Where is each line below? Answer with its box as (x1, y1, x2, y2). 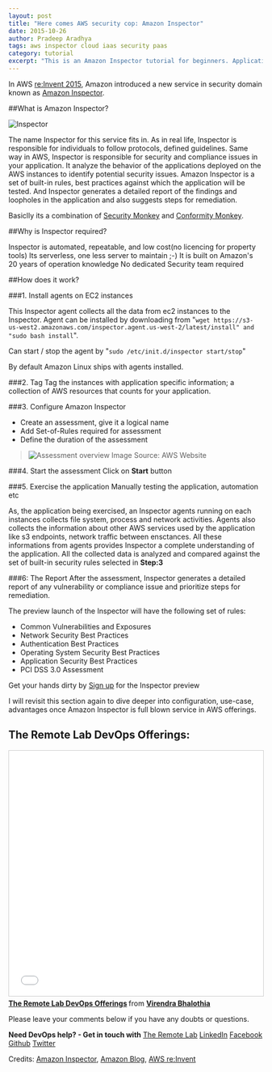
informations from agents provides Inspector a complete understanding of (8, 540, 255, 550)
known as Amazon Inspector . (8, 87, 105, 97)
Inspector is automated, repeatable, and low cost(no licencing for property (8, 242, 257, 252)
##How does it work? (8, 274, 79, 284)
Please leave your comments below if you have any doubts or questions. (8, 1014, 250, 1023)
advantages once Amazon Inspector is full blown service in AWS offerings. (8, 705, 257, 714)
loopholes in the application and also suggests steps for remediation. (8, 195, 238, 205)
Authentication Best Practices (19, 638, 119, 648)
